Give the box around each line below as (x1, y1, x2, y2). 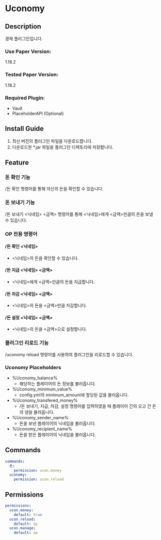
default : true (14, 512, 42, 517)
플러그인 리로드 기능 (5, 340, 49, 346)
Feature (5, 159, 29, 167)
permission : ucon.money (14, 468, 62, 473)
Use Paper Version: (5, 48, 52, 55)
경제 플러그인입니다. (5, 36, 43, 41)
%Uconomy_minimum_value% (12, 386, 73, 392)
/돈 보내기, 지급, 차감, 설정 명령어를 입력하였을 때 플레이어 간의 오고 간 (19, 403, 151, 409)
